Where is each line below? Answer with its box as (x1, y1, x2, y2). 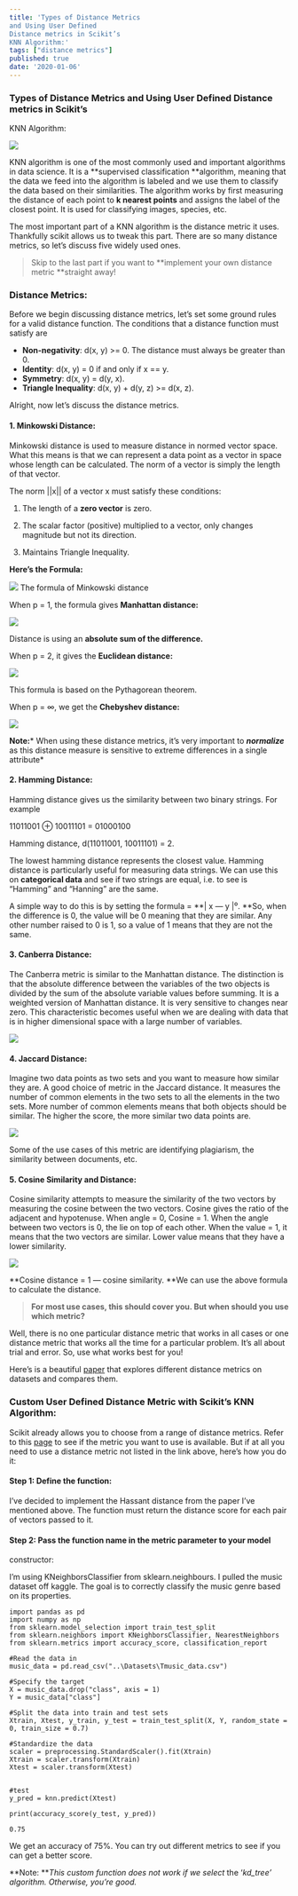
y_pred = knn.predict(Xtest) (9, 1794, 117, 1803)
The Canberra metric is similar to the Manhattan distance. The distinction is (9, 969, 284, 980)
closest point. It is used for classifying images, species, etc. (9, 204, 228, 215)
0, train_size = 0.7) (9, 1724, 90, 1734)
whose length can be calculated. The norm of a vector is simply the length (9, 459, 281, 470)
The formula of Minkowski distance (20, 582, 149, 593)
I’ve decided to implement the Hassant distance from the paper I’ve (9, 1495, 255, 1505)
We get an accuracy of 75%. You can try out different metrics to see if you (9, 1841, 281, 1852)
